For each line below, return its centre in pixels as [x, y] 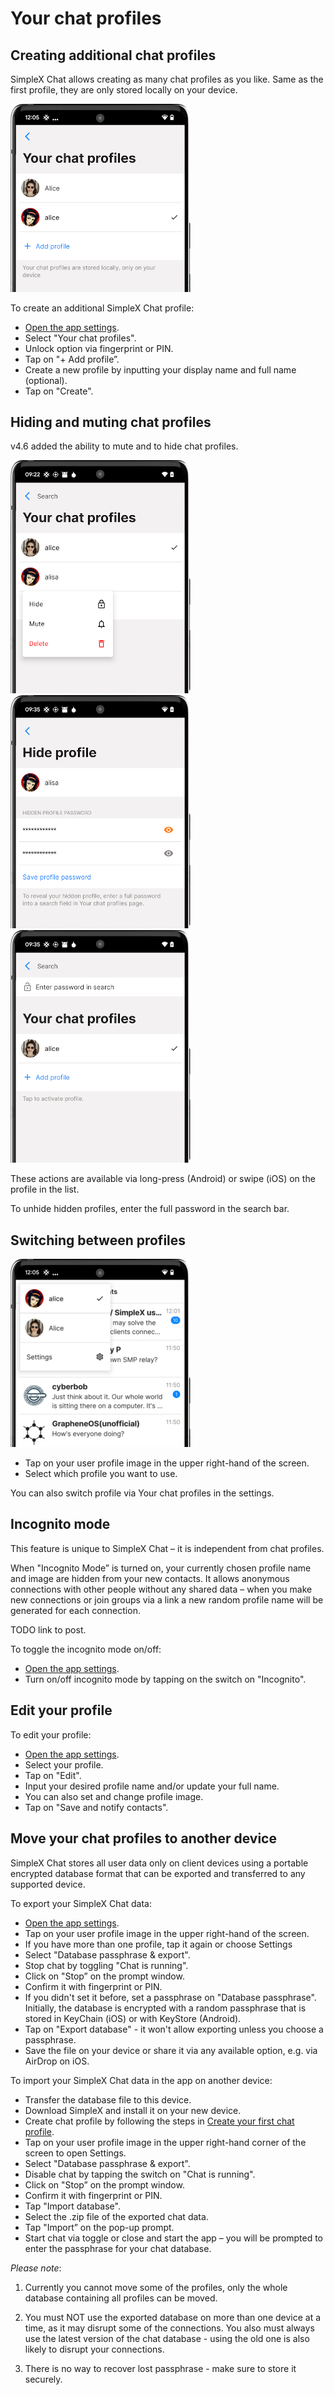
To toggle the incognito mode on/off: [86, 1649]
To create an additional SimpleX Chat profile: [102, 308]
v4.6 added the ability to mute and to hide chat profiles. [124, 446]
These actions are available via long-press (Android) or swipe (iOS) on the [163, 1179]
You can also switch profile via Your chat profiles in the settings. [142, 1493]
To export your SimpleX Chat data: [81, 1903]
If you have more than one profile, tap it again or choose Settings [158, 1944]
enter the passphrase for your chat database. [118, 2248]
